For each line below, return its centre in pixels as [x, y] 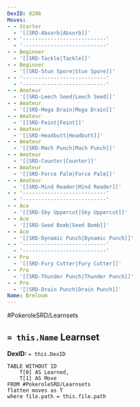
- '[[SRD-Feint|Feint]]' [49, 122]
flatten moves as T [35, 390]
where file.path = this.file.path [57, 396]
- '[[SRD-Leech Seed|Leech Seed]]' [64, 97]
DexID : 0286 [24, 13]
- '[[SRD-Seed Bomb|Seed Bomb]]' [61, 225]
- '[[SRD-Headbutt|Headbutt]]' [58, 135]
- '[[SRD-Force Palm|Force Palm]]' [64, 174]
